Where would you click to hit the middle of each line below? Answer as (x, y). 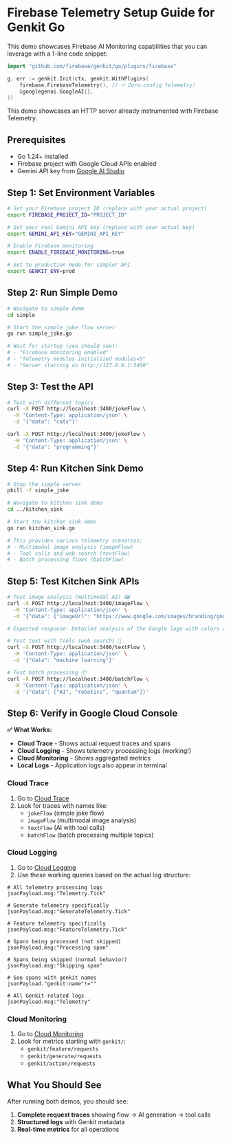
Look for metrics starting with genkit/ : (71, 1041)
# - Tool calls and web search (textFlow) (69, 553)
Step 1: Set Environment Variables (81, 193)
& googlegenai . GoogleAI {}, (57, 91)
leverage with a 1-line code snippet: (57, 54)
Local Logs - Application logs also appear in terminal (92, 765)
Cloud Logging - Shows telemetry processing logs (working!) (104, 751)
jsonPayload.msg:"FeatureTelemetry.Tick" (67, 930)
